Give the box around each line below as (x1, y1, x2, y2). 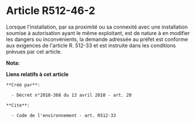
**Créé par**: (6, 82, 41, 88)
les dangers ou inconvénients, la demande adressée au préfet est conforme (6, 36, 189, 43)
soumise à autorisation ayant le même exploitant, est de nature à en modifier (6, 29, 190, 36)
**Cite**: (6, 102, 30, 108)
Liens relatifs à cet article (6, 71, 69, 78)
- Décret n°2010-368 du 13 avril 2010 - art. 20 (11, 92, 132, 98)
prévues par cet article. (6, 48, 62, 55)
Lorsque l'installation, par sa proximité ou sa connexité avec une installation (6, 23, 188, 30)
